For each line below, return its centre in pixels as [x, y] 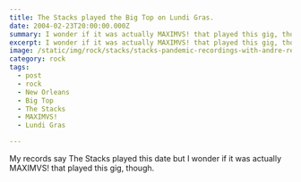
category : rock [38, 59]
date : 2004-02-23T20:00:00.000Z [69, 26]
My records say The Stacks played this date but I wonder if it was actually [146, 158]
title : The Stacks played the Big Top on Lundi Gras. [112, 17]
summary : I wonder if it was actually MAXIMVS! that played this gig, [144, 34]
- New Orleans [43, 92]
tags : [19, 68]
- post [30, 76]
